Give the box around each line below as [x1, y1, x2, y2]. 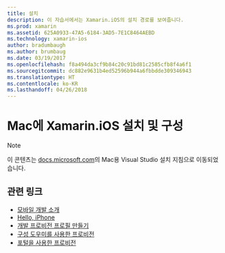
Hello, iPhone [16, 213, 55, 221]
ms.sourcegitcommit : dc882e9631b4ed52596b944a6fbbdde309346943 [7, 67, 192, 74]
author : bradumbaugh [7, 42, 67, 49]
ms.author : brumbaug [7, 49, 67, 56]
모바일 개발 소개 [16, 205, 60, 213]
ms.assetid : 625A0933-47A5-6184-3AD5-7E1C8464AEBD [7, 29, 155, 36]
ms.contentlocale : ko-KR [7, 80, 78, 87]
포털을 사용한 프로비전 [16, 238, 77, 247]
